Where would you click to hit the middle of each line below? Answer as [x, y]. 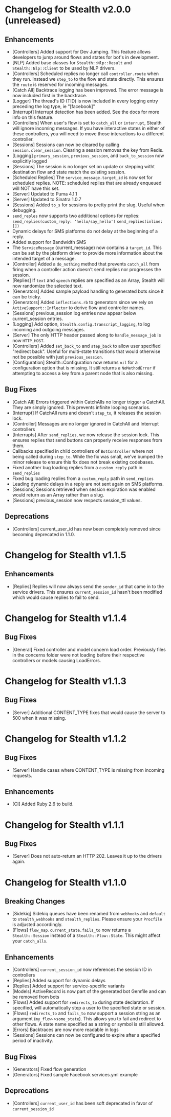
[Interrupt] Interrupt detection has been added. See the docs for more [86, 112]
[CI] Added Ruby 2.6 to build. [43, 804]
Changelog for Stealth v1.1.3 [66, 681]
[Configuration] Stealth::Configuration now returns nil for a [75, 362]
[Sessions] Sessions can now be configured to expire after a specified [86, 1035]
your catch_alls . [30, 941]
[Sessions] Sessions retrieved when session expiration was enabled [84, 489]
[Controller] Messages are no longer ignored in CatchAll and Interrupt [85, 423]
